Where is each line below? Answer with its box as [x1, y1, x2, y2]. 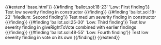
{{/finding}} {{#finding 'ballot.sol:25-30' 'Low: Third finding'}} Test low [5, 19, 146, 25]
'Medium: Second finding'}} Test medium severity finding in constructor [13, 14, 156, 20]
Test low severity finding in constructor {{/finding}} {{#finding [5, 9, 129, 15]
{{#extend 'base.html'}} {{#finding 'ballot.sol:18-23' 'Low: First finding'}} [5, 4, 150, 10]
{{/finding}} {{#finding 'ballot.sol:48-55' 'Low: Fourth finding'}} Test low [5, 30, 149, 35]
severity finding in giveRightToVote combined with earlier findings [5, 24, 137, 30]
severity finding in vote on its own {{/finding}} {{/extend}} [5, 34, 120, 40]
